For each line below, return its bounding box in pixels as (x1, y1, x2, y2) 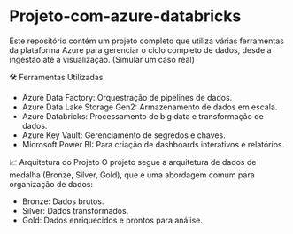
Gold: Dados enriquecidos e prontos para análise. (21, 215, 204, 225)
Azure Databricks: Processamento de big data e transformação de (21, 110, 264, 121)
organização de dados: (9, 178, 93, 189)
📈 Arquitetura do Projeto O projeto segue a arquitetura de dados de (9, 156, 257, 167)
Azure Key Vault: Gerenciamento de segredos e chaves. (21, 130, 226, 140)
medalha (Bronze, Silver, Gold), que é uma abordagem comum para (9, 170, 255, 180)
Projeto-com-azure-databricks (9, 6, 242, 26)
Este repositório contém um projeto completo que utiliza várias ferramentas (9, 35, 285, 46)
